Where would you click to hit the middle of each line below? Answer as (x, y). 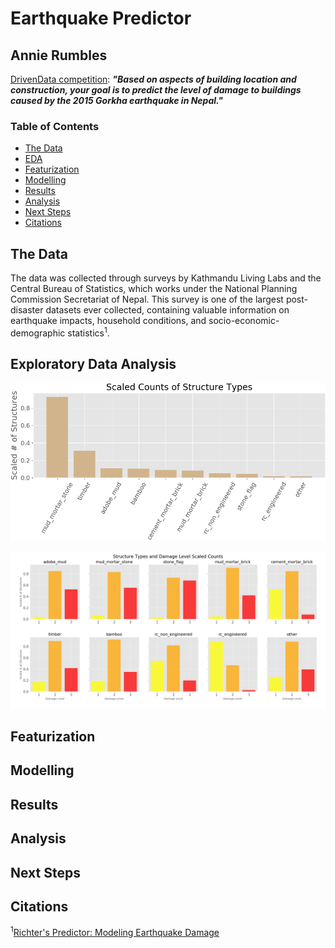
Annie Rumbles (59, 55)
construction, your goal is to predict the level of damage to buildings (156, 90)
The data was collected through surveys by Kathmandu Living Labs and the (166, 278)
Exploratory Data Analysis (93, 364)
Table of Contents (55, 126)
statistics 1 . (88, 332)
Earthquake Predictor (101, 18)
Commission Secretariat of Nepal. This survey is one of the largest (147, 299)
